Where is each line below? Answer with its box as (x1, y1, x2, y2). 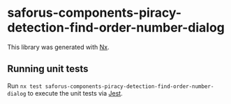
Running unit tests (7, 63, 89, 75)
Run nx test (7, 82, 43, 90)
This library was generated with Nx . (7, 43, 110, 51)
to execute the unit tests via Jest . (27, 89, 124, 97)
